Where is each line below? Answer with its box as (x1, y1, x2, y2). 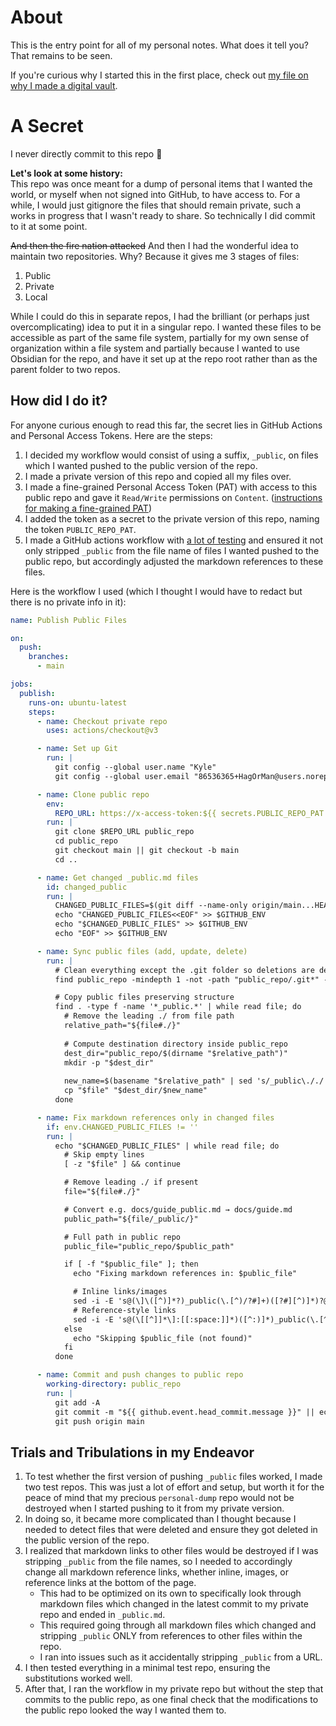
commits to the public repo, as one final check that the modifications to (24, 1694, 319, 1706)
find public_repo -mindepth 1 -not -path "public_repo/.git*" (54, 974, 320, 985)
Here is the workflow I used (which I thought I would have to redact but (10, 585, 303, 597)
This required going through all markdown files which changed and (39, 1619, 317, 1631)
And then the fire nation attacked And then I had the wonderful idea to (10, 239, 299, 251)
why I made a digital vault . (10, 79, 118, 91)
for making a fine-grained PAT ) (24, 502, 152, 514)
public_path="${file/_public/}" (63, 1214, 199, 1224)
